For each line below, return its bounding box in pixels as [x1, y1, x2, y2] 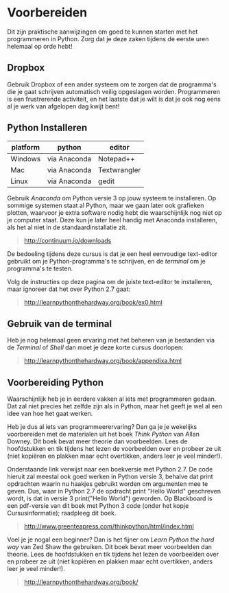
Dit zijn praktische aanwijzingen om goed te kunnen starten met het [7, 27, 198, 36]
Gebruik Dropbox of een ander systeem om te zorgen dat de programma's [7, 80, 217, 89]
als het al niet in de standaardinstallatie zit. [7, 223, 128, 231]
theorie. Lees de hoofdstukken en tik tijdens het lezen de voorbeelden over [7, 550, 219, 559]
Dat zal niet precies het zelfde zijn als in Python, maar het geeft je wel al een [7, 402, 223, 410]
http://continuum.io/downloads [23, 236, 112, 244]
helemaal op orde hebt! [7, 42, 73, 50]
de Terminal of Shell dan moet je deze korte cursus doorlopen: [7, 343, 184, 351]
